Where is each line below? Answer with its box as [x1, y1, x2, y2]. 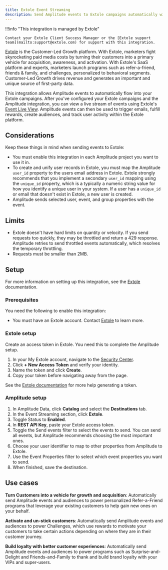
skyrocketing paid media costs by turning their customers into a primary [5, 53, 154, 60]
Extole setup [5, 330, 36, 337]
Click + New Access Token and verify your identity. [12, 361, 119, 367]
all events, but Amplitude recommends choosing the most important [12, 432, 152, 438]
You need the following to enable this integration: [5, 308, 106, 314]
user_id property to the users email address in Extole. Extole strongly [12, 170, 155, 176]
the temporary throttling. [12, 245, 63, 251]
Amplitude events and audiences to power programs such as [5, 548, 130, 554]
